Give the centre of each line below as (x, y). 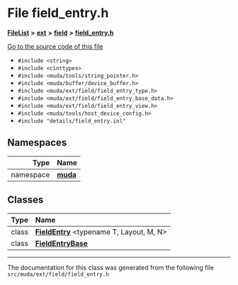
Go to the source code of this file (55, 46)
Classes (25, 200)
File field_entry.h (58, 13)
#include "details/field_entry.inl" (72, 121)
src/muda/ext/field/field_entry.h (58, 274)
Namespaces (37, 143)
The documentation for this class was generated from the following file (111, 267)
